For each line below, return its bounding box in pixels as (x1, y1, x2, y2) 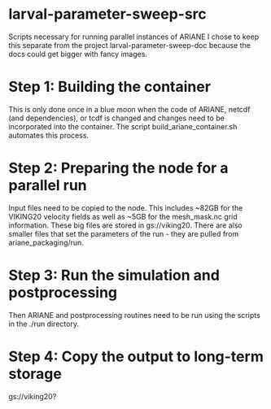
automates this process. (8, 130, 90, 140)
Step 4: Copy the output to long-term (8, 347, 264, 366)
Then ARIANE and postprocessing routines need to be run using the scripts (8, 310, 260, 320)
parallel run (8, 176, 87, 195)
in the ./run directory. (8, 319, 80, 329)
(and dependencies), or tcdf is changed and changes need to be (8, 113, 225, 123)
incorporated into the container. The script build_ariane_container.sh (8, 121, 238, 131)
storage (8, 364, 63, 383)
